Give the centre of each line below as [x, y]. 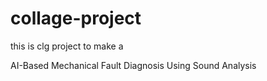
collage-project [76, 18]
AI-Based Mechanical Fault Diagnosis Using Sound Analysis [133, 65]
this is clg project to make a [67, 46]
